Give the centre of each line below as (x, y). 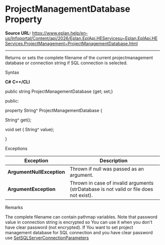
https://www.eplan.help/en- (60, 33)
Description (114, 161)
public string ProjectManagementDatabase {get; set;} (59, 91)
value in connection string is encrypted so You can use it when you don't (79, 222)
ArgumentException (31, 189)
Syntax (12, 72)
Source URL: (18, 33)
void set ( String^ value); (30, 129)
